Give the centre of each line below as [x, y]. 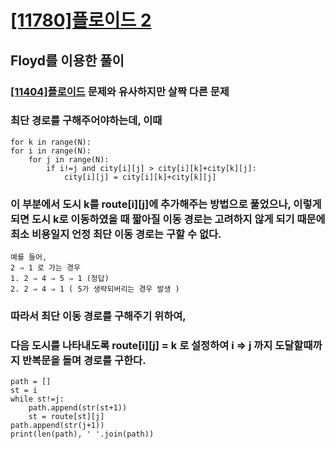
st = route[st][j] [66, 417]
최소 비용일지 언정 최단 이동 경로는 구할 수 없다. [116, 234]
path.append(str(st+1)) [78, 408]
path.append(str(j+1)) [57, 426]
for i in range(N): [51, 151]
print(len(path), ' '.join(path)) [82, 434]
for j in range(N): [69, 159]
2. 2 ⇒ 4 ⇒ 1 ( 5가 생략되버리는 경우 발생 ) [95, 289]
